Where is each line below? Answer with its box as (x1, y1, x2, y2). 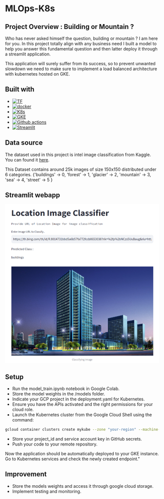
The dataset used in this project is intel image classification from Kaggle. (5, 152, 151, 158)
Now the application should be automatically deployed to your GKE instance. (5, 450, 159, 456)
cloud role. (12, 407, 34, 413)
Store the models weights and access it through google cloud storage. (12, 483, 154, 489)
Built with (5, 85, 35, 94)
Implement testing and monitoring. (12, 488, 82, 494)
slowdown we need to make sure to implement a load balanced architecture (5, 66, 157, 72)
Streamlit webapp (5, 191, 60, 199)
